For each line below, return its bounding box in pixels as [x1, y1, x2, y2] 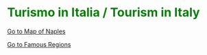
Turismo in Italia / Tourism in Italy [7, 5, 200, 20]
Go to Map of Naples [7, 27, 66, 35]
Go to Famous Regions [7, 40, 71, 48]
